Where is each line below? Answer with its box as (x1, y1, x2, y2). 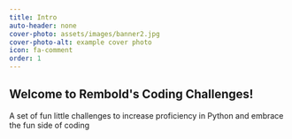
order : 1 (9, 54, 42, 63)
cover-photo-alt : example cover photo (9, 37, 152, 47)
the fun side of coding (9, 120, 90, 130)
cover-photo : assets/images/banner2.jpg (9, 29, 161, 38)
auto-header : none (9, 21, 77, 30)
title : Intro (9, 12, 58, 22)
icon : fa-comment (9, 46, 73, 55)
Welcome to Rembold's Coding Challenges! (9, 87, 254, 102)
